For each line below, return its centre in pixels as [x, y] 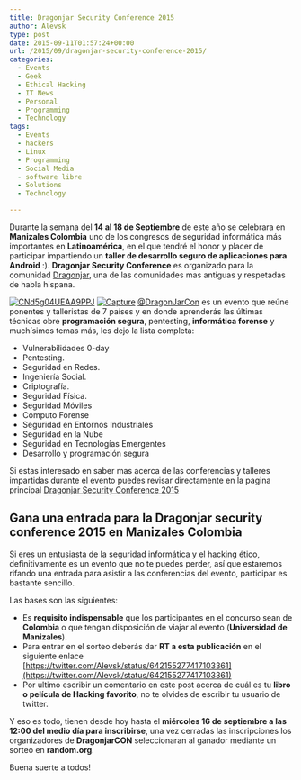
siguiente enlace [53, 656]
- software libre [50, 177]
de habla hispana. [42, 284]
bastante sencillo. [42, 583]
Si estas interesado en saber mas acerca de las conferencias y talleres [140, 471]
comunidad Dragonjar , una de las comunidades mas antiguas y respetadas [147, 275]
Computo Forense [56, 415]
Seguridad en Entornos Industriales [88, 425]
